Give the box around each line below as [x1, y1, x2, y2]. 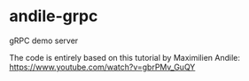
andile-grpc [9, 6, 98, 26]
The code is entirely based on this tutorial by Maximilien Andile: [9, 52, 241, 63]
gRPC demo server [9, 35, 79, 46]
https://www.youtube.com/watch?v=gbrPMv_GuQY [9, 62, 196, 72]
